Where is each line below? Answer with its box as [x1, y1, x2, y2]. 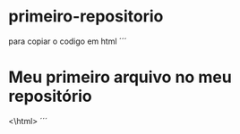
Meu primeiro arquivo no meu [8, 67, 232, 88]
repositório [8, 87, 92, 106]
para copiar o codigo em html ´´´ [8, 36, 127, 46]
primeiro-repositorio [8, 6, 164, 27]
